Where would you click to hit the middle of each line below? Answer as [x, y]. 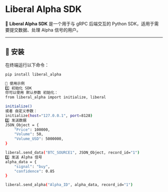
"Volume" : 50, [29, 134]
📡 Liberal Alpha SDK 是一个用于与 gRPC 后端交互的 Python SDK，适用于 [80, 23]
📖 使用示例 [15, 83]
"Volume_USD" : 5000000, [39, 139]
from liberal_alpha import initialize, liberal [56, 97]
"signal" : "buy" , [32, 166]
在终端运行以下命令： [27, 65]
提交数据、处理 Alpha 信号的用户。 [45, 30]
